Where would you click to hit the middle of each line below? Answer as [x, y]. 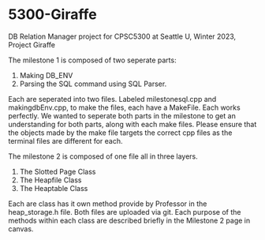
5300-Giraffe [52, 15]
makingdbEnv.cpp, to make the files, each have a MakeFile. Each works [124, 107]
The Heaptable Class [54, 188]
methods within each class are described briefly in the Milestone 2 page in [129, 220]
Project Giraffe [32, 44]
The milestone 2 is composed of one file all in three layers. [103, 156]
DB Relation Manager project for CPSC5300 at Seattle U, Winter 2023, [122, 36]
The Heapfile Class [50, 180]
